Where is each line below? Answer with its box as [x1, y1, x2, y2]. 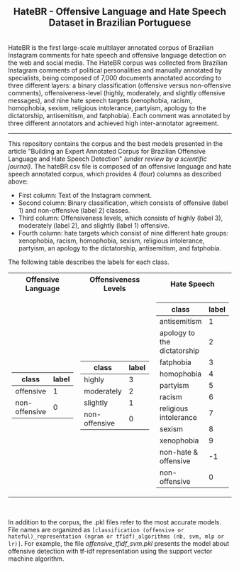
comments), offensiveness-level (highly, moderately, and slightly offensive [8, 88, 226, 97]
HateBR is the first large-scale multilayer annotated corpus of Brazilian [8, 43, 214, 52]
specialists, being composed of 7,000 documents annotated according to [8, 73, 222, 82]
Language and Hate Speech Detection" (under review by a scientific [8, 154, 208, 163]
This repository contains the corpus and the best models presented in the [8, 139, 223, 148]
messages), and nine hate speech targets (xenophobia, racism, [8, 96, 192, 105]
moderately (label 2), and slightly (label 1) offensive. [18, 221, 169, 230]
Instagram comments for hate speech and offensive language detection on [8, 51, 226, 59]
